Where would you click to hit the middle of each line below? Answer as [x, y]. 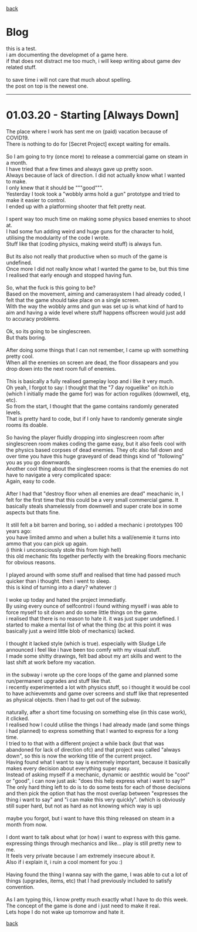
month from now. [27, 824]
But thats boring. [26, 337]
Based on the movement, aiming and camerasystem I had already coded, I [96, 294]
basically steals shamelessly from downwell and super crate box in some [94, 506]
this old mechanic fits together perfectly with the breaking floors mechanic [96, 556]
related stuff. [21, 67]
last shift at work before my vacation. [51, 662]
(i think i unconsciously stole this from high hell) [64, 549]
